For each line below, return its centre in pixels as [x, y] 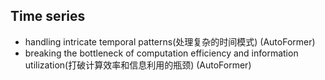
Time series [48, 16]
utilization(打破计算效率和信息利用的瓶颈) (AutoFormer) [138, 65]
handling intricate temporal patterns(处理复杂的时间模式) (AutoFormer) [170, 41]
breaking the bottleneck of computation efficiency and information [161, 53]
